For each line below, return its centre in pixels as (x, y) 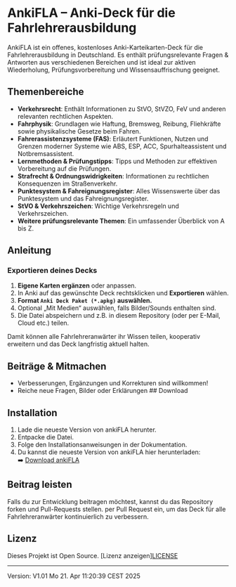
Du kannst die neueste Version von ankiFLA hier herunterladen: (109, 452)
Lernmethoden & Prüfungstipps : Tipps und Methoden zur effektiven (117, 161)
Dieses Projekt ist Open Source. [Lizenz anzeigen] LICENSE (93, 555)
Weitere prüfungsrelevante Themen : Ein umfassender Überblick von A (121, 221)
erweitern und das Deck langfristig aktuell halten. (78, 344)
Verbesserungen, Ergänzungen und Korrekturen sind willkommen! (113, 383)
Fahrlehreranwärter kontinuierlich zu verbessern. (78, 516)
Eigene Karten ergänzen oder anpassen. (77, 285)
